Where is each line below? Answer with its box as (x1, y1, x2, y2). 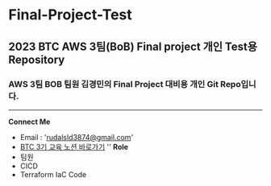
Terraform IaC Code (19, 169, 87, 179)
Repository (8, 52, 65, 66)
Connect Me (8, 117, 51, 126)
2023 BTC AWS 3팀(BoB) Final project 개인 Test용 (8, 39, 258, 53)
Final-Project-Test (8, 6, 133, 24)
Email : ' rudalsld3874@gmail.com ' (19, 132, 134, 142)
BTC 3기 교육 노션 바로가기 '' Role (19, 142, 129, 151)
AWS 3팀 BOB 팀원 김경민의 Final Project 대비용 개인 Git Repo (8, 78, 241, 89)
